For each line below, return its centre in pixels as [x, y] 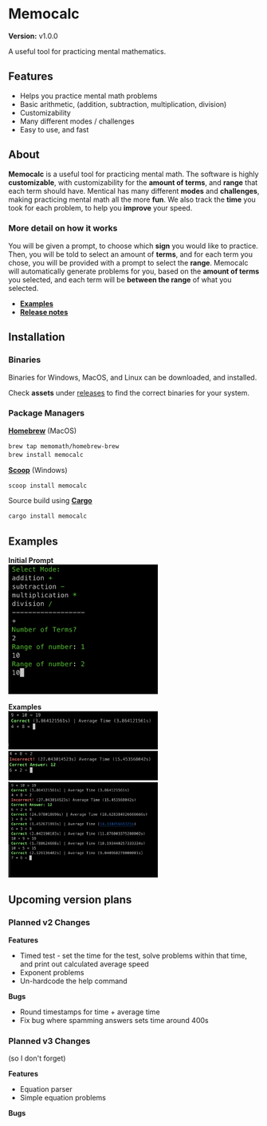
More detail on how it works [63, 228]
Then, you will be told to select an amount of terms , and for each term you [131, 254]
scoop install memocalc [48, 486]
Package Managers [47, 413]
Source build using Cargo [51, 501]
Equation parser [46, 1089]
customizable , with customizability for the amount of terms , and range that [133, 182]
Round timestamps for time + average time [90, 1012]
